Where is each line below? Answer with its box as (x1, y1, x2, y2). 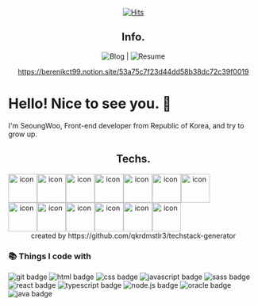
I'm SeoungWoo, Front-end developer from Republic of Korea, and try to (8, 120, 245, 130)
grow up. (8, 129, 38, 139)
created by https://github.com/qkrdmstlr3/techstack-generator (30, 231, 237, 240)
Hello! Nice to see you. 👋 (8, 95, 172, 113)
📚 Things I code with (8, 251, 91, 262)
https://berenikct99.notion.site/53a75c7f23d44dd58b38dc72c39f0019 (17, 67, 249, 76)
